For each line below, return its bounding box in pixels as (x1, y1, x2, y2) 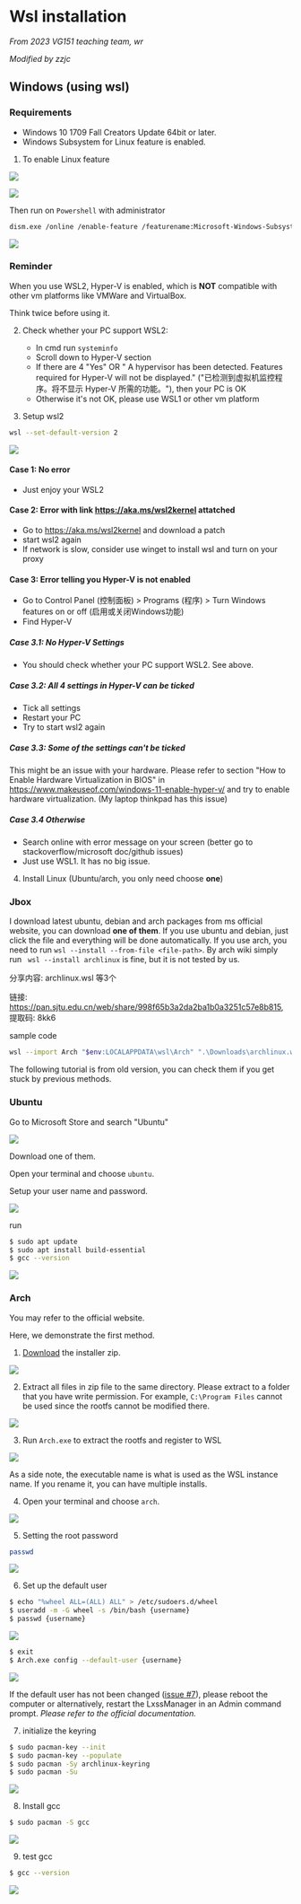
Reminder (9, 260, 53, 273)
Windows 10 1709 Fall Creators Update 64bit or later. (21, 127, 217, 137)
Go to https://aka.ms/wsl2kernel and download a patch (21, 525, 226, 536)
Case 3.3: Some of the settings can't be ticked (9, 742, 185, 753)
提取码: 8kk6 (9, 1013, 56, 1023)
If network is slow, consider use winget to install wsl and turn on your (21, 544, 278, 555)
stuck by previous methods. (9, 1074, 112, 1084)
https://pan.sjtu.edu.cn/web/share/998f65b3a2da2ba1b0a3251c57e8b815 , (9, 1002, 284, 1013)
